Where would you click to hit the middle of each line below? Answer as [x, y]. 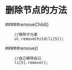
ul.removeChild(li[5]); [39, 39]
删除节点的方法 [36, 10]
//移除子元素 [26, 34]
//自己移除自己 [28, 58]
